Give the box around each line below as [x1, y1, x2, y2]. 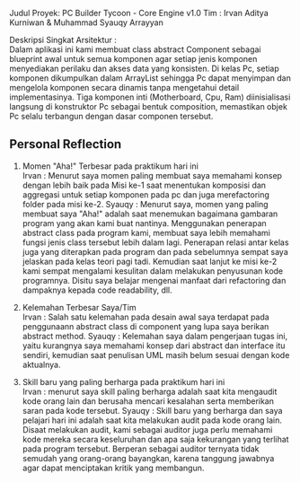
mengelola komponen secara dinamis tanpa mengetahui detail [9, 83, 240, 92]
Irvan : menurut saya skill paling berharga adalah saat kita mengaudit [22, 386, 278, 397]
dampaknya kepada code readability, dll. [22, 285, 172, 295]
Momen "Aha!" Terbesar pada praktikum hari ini [22, 161, 199, 171]
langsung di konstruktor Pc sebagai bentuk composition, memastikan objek [9, 101, 287, 111]
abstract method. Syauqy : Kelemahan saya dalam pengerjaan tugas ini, [22, 330, 288, 341]
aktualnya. [22, 359, 61, 370]
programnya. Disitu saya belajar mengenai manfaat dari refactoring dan [22, 275, 287, 285]
